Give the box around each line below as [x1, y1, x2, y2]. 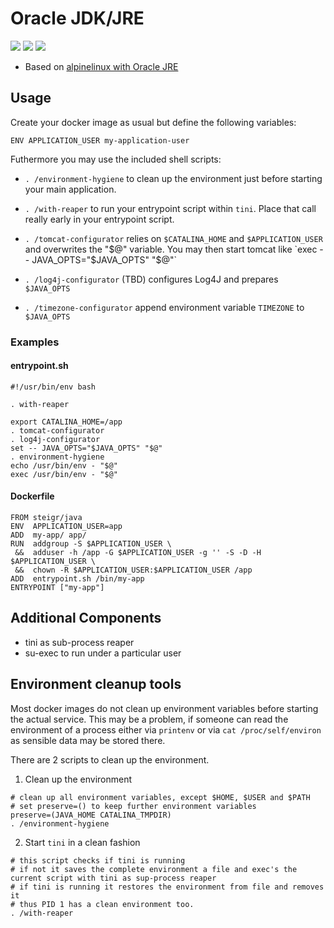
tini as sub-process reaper [24, 636, 135, 648]
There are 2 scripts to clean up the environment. [10, 753, 210, 766]
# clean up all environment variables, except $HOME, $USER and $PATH [10, 792, 311, 802]
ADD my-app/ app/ [10, 530, 87, 541]
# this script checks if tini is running [10, 855, 186, 866]
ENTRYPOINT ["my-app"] [10, 583, 105, 593]
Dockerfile [10, 490, 55, 502]
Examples [10, 335, 60, 349]
